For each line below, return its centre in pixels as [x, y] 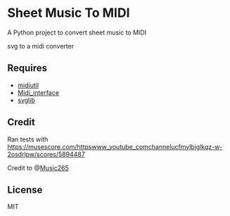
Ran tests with [28, 139]
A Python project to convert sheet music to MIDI [77, 32]
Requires [27, 68]
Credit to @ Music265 [38, 167]
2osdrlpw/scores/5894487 [46, 154]
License [25, 190]
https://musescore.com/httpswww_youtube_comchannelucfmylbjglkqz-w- [115, 146]
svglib [26, 100]
